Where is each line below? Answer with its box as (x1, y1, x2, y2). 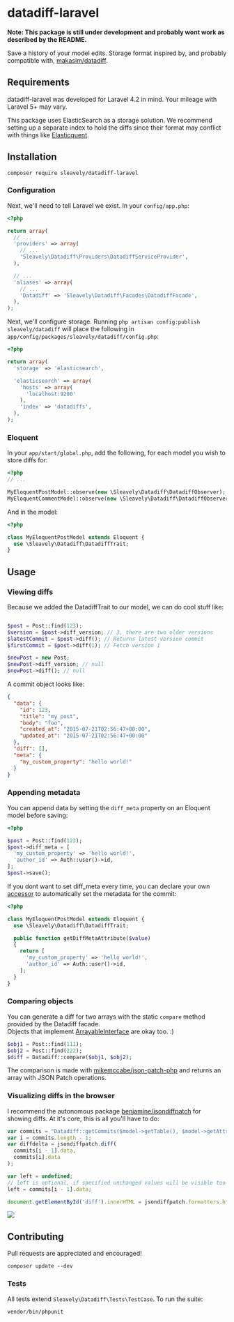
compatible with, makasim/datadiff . (7, 56, 108, 64)
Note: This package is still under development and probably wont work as (7, 28, 225, 36)
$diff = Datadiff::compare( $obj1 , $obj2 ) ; (7, 1054, 132, 1061)
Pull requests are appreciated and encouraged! (7, 1249, 143, 1258)
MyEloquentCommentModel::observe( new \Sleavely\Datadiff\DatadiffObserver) (7, 495, 232, 502)
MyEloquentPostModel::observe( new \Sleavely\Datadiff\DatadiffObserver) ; (7, 489, 226, 496)
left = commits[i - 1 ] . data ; (7, 1185, 92, 1193)
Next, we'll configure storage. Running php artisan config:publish (7, 317, 201, 326)
